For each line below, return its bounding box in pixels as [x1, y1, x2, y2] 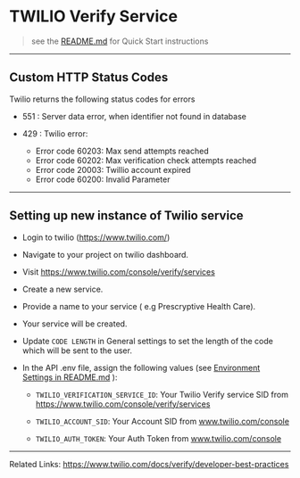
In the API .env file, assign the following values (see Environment [21, 362, 261, 373]
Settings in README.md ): [21, 372, 118, 383]
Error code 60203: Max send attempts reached [35, 145, 209, 156]
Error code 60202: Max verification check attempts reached [35, 154, 257, 166]
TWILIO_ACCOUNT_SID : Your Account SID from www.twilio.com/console [35, 416, 290, 426]
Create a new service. [21, 284, 104, 294]
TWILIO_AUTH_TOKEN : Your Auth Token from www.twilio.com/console [35, 433, 282, 443]
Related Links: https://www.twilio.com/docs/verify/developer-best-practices [9, 458, 289, 469]
